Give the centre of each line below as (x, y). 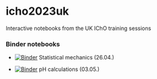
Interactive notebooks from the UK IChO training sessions (78, 28)
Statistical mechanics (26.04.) (77, 58)
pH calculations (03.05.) (69, 69)
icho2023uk (37, 11)
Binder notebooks (33, 44)
